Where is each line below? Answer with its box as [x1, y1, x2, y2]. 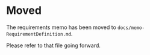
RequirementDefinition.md [6, 31, 71, 37]
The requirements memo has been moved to [6, 24, 116, 31]
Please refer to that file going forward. [6, 42, 101, 49]
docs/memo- [117, 25, 145, 31]
